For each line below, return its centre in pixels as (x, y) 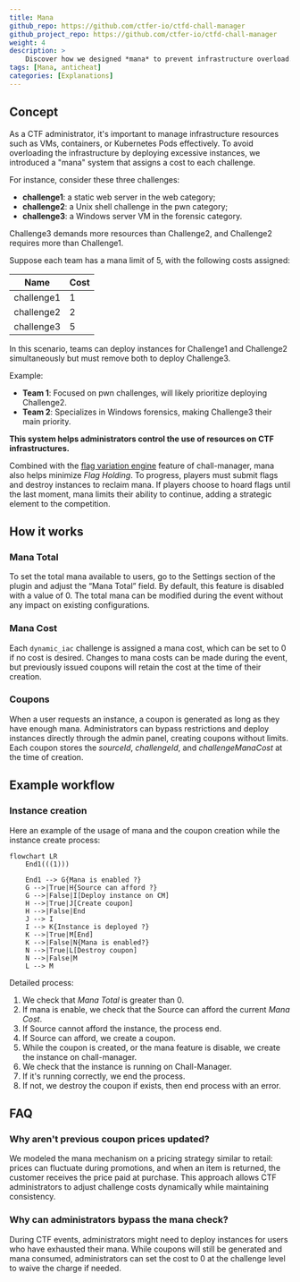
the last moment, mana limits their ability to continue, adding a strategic (141, 494)
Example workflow (62, 786)
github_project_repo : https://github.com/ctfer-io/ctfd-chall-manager (143, 34)
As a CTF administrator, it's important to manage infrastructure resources (144, 133)
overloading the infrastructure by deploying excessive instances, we (135, 152)
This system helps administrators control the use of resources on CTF (142, 439)
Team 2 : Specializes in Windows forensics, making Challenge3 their (147, 412)
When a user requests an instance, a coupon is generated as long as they (145, 719)
